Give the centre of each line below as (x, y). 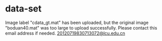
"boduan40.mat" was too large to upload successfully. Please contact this (81, 27)
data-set (23, 9)
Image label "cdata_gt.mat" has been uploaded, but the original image (77, 22)
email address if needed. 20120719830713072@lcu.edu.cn (65, 33)
